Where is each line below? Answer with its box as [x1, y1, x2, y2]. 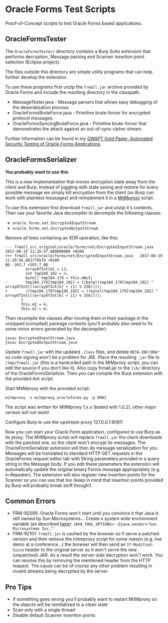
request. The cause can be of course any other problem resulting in [12, 563, 152, 569]
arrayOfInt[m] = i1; [25, 266, 69, 272]
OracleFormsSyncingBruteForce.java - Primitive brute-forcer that [12, 120, 147, 127]
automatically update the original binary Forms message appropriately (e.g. [5, 466, 160, 472]
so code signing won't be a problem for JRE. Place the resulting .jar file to [5, 354, 159, 360]
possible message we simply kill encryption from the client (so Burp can [5, 189, 154, 195]
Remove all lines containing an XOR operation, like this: [5, 234, 119, 240]
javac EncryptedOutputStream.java [5, 340, 78, 345]
